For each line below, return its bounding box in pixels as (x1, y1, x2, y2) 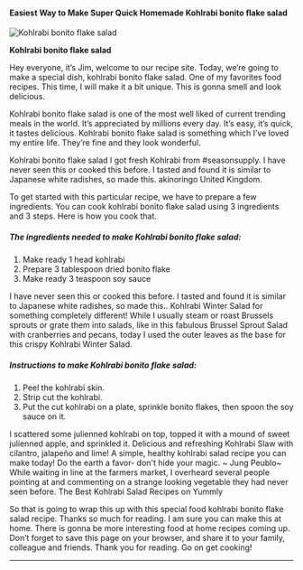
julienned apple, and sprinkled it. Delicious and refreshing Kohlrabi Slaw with (9, 438, 294, 449)
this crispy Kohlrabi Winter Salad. (9, 339, 133, 350)
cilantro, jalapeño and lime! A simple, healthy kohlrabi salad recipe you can (9, 448, 287, 459)
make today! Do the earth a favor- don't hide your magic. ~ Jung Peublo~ (9, 457, 282, 469)
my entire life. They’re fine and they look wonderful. (9, 137, 201, 148)
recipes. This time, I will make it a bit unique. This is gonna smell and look (9, 81, 282, 92)
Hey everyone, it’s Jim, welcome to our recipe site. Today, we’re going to (9, 62, 280, 73)
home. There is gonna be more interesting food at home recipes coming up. (9, 523, 290, 534)
